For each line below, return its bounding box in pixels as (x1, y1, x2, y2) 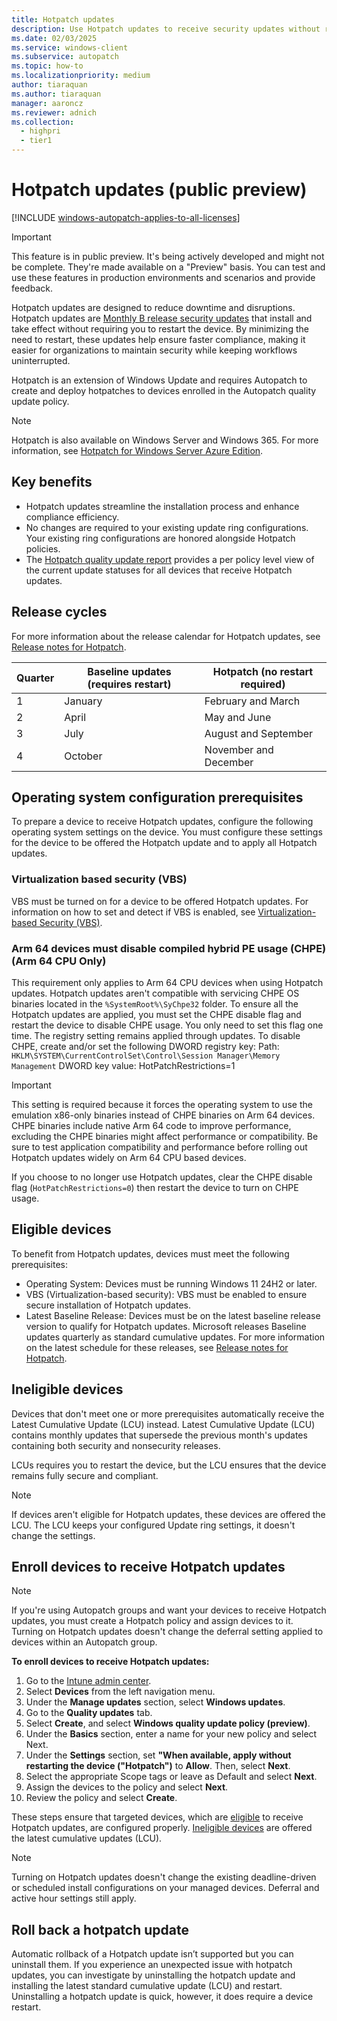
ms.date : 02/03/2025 (11, 33, 98, 43)
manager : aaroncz (11, 98, 84, 108)
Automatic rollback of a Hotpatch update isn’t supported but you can (11, 1948, 294, 1960)
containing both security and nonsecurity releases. (11, 1439, 221, 1451)
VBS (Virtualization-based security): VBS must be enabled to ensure (25, 1288, 308, 1300)
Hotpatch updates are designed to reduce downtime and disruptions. (11, 301, 296, 313)
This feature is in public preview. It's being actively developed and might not (11, 250, 325, 262)
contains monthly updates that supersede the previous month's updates (11, 1429, 308, 1441)
